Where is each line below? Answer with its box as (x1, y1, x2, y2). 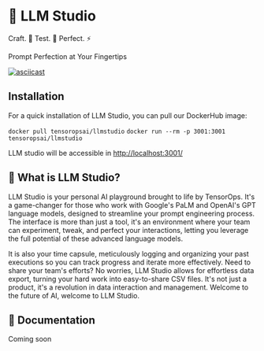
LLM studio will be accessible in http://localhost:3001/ (8, 148, 184, 157)
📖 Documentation (8, 313, 96, 327)
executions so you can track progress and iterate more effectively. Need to (8, 257, 251, 267)
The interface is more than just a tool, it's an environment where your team (8, 216, 251, 227)
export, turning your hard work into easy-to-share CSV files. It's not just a (8, 274, 247, 283)
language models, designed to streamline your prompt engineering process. (8, 209, 255, 218)
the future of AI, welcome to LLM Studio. (8, 290, 140, 300)
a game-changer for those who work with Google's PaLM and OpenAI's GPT (8, 200, 256, 209)
